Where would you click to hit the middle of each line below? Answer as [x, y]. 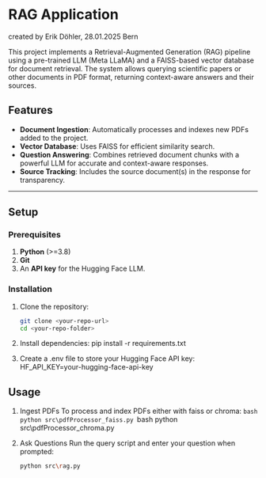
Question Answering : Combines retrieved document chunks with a [129, 154]
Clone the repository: [54, 306]
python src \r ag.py [50, 466]
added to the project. [54, 138]
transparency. [42, 180]
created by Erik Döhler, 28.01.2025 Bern [73, 36]
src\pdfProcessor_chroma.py [67, 428]
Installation [30, 289]
